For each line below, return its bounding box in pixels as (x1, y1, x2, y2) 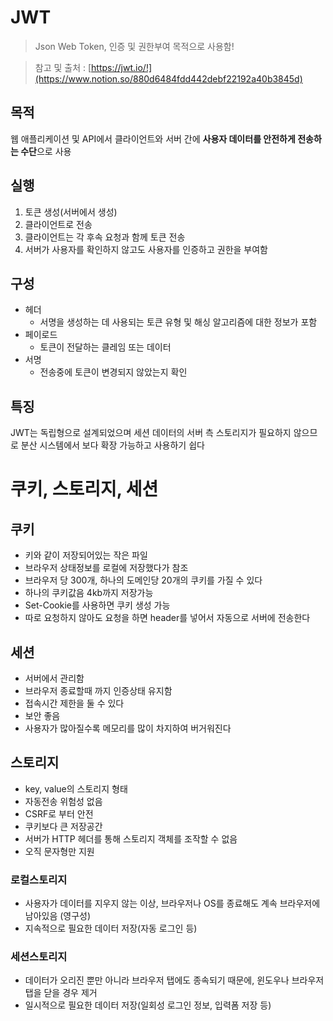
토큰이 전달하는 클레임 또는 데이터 (39, 341, 172, 353)
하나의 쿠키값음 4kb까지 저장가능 (24, 587, 154, 599)
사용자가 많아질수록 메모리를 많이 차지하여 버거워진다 (24, 722, 232, 734)
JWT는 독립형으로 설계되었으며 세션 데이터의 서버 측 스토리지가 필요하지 (10, 427, 292, 439)
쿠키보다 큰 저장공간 (24, 820, 103, 832)
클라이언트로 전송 (24, 218, 93, 230)
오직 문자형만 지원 (24, 845, 95, 857)
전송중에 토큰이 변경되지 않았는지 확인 (39, 366, 188, 378)
